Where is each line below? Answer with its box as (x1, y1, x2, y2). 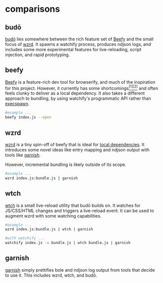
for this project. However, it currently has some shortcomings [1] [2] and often (5, 84, 159, 91)
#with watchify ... (5, 236, 45, 241)
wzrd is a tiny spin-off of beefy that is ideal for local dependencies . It (5, 142, 145, 148)
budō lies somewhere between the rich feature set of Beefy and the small (5, 36, 154, 42)
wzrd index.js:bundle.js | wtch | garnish (5, 227, 93, 232)
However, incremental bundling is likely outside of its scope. (5, 161, 127, 168)
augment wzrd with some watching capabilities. (5, 213, 102, 219)
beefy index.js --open (5, 115, 52, 120)
